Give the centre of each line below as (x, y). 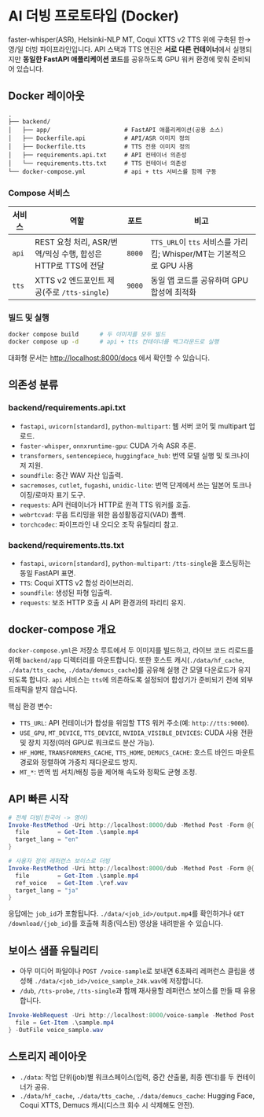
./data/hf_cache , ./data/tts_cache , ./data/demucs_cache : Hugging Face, (137, 1095)
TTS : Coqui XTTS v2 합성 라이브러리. (76, 583)
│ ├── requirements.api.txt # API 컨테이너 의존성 (97, 155)
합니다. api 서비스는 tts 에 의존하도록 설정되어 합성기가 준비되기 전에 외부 (141, 679)
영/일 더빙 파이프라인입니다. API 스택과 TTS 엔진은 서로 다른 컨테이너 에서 (120, 49)
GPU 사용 (177, 266)
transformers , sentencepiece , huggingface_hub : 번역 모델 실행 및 (121, 455)
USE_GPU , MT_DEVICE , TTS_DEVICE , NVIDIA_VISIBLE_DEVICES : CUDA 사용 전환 (136, 733)
